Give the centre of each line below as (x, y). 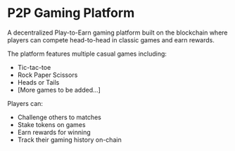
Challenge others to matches (59, 117)
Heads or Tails (38, 82)
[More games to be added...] (59, 90)
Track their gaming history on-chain (69, 140)
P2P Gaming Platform (71, 13)
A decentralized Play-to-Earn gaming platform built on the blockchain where (118, 32)
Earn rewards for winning (54, 132)
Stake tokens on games (51, 124)
